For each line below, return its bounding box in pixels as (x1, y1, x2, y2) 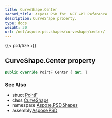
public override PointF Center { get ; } (5, 70, 88, 74)
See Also (5, 81, 27, 88)
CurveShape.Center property (5, 57, 96, 65)
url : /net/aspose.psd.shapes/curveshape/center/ (5, 29, 105, 34)
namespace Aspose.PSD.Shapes (12, 102, 78, 108)
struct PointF (12, 92, 38, 98)
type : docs (5, 20, 27, 26)
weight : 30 (5, 25, 27, 30)
